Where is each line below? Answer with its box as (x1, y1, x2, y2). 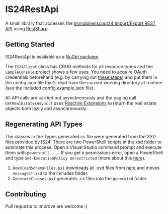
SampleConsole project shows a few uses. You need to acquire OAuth (5, 69, 147, 75)
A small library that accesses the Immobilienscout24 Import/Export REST (5, 20, 156, 26)
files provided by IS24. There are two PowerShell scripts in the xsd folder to (5, 139, 162, 145)
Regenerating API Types (5, 120, 83, 129)
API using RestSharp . (5, 25, 49, 31)
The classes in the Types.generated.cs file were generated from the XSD (5, 133, 156, 139)
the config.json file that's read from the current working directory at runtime (5, 79, 162, 85)
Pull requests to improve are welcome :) (5, 203, 88, 209)
